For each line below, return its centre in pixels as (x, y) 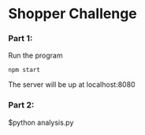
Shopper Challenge (73, 14)
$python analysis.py (41, 122)
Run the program (35, 55)
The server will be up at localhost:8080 (72, 84)
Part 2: (21, 105)
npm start (24, 70)
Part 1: (20, 39)
